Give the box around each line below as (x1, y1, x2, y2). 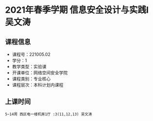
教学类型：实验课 (12, 64, 47, 69)
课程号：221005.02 (12, 52, 51, 57)
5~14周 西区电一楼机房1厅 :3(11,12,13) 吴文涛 (5, 112, 92, 117)
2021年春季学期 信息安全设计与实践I (5, 4, 149, 16)
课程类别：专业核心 (12, 76, 51, 81)
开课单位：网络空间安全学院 (12, 70, 68, 76)
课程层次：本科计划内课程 (12, 82, 64, 88)
